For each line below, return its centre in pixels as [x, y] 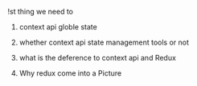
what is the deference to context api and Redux [97, 58]
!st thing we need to [41, 12]
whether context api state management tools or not [104, 42]
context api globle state [58, 27]
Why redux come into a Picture [70, 73]
